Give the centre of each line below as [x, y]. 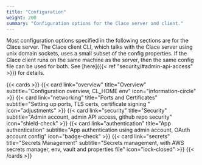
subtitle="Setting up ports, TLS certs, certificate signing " [78, 104]
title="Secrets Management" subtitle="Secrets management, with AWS [95, 143]
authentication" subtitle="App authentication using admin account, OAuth [98, 130]
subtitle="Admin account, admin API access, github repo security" [89, 117]
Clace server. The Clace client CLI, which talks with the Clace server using [99, 47]
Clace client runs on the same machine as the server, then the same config [100, 60]
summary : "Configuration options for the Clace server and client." [95, 23]
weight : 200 [21, 18]
